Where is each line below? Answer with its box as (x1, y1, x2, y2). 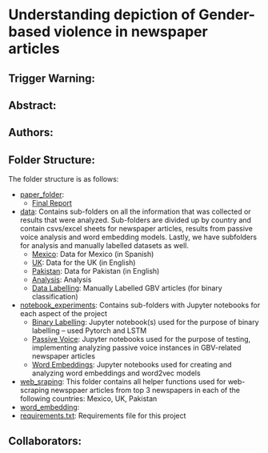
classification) (31, 292, 78, 302)
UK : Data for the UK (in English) (31, 258, 136, 267)
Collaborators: (8, 434, 82, 447)
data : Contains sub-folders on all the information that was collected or (19, 206, 251, 217)
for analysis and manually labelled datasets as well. (19, 241, 190, 251)
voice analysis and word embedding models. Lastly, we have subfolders (19, 232, 258, 242)
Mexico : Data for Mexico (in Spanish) (31, 250, 154, 259)
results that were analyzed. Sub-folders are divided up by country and (19, 215, 252, 225)
